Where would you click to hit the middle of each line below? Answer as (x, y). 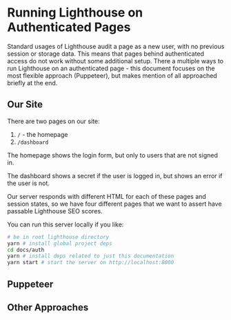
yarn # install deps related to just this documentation (91, 256)
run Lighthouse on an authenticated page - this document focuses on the (111, 68)
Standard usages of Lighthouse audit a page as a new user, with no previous (116, 46)
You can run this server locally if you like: (66, 224)
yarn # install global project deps (60, 243)
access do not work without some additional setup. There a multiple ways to (115, 61)
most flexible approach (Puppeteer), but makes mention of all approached (112, 75)
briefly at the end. (32, 83)
